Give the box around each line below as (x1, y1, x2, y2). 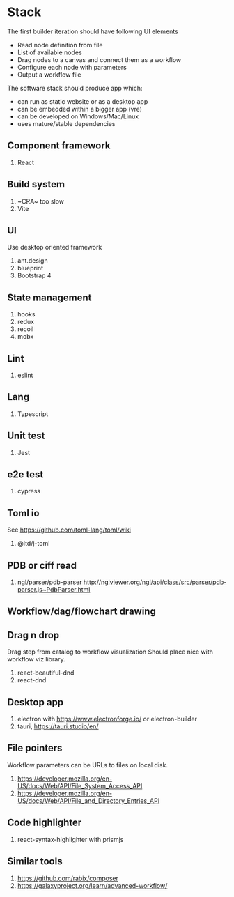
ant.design (17, 256, 48, 265)
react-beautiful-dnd (17, 668, 75, 677)
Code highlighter (7, 817, 82, 829)
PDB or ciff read (7, 559, 77, 572)
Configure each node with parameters (17, 63, 127, 71)
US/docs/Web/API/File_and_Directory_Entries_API (17, 796, 160, 805)
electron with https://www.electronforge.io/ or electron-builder (17, 715, 197, 723)
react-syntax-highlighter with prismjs (17, 835, 124, 843)
